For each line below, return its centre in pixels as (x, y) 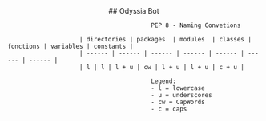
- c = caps (169, 109)
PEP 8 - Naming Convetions (196, 25)
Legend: (164, 81)
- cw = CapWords (178, 102)
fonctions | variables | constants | (71, 46)
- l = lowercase (178, 88)
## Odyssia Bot (134, 11)
